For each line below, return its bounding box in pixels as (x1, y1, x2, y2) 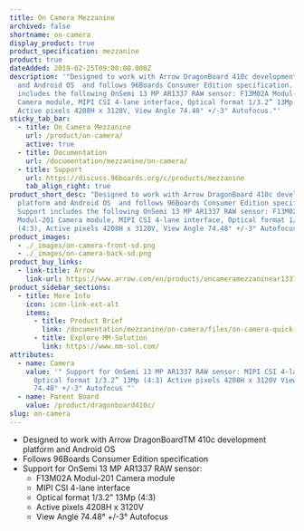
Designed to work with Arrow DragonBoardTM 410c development (22, 434, 267, 445)
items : (25, 308, 51, 317)
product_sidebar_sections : (9, 283, 111, 292)
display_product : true (9, 38, 95, 48)
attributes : (9, 350, 54, 359)
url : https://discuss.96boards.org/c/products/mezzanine (25, 173, 245, 182)
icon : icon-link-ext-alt (25, 300, 119, 309)
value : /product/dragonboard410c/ (25, 401, 156, 410)
